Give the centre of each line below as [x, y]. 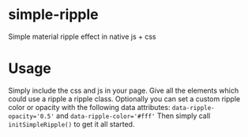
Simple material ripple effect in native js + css [82, 36]
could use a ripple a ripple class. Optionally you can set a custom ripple [124, 99]
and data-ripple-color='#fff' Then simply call [133, 116]
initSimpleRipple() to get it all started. [71, 124]
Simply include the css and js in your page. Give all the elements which [124, 90]
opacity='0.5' [32, 116]
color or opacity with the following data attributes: [89, 107]
